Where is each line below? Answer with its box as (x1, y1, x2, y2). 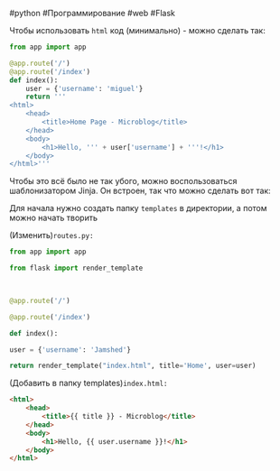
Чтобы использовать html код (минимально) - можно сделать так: (9, 25, 266, 35)
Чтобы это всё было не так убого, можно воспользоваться (9, 176, 238, 187)
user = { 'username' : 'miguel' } (25, 84, 144, 93)
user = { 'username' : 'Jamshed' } (9, 345, 131, 355)
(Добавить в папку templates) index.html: (9, 378, 168, 389)
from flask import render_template (9, 263, 144, 273)
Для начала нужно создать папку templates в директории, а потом (9, 203, 267, 214)
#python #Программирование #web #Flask (9, 8, 176, 18)
